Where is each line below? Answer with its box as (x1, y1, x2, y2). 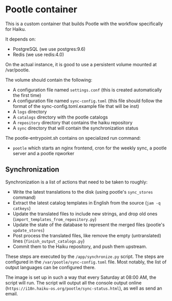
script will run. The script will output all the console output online (5, 279, 142, 286)
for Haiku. (5, 26, 27, 32)
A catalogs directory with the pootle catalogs (12, 114, 109, 120)
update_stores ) (12, 227, 45, 233)
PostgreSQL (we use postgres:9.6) (12, 46, 86, 52)
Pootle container (5, 4, 78, 15)
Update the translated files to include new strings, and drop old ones (12, 211, 158, 217)
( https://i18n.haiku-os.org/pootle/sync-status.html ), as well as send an (5, 285, 162, 291)
